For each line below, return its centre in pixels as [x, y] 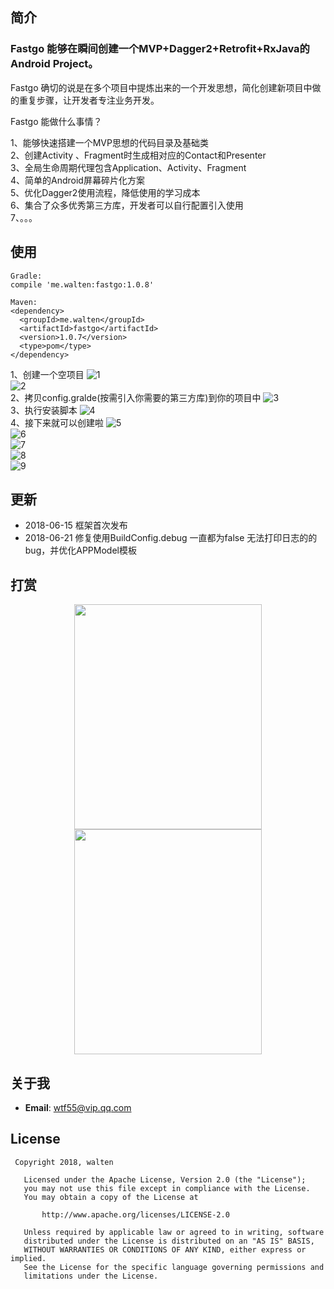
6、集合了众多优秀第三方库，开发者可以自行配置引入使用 [127, 205]
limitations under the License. [91, 1276]
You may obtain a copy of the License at [111, 1197]
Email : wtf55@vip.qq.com [78, 1107]
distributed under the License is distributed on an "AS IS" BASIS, [169, 1241]
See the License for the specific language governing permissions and [174, 1267]
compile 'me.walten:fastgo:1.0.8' [82, 284]
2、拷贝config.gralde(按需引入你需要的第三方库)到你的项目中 [136, 397]
